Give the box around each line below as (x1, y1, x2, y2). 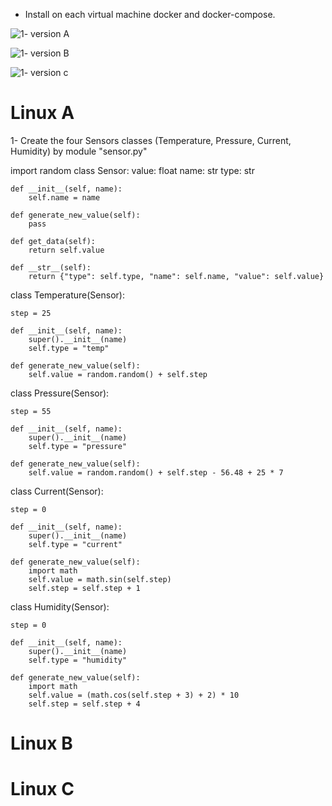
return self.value (28, 245, 105, 255)
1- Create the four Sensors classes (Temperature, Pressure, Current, (10, 134, 292, 146)
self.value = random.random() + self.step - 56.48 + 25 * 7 (28, 467, 284, 478)
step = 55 (10, 406, 52, 416)
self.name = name (28, 192, 101, 203)
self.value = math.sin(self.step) (28, 574, 172, 584)
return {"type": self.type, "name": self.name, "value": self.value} (28, 271, 325, 281)
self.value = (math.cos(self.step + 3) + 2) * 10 (28, 690, 240, 700)
